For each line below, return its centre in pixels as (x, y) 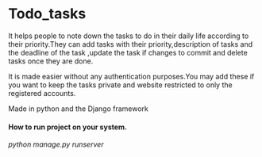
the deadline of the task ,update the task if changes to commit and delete (128, 52)
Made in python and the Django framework (79, 109)
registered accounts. (42, 93)
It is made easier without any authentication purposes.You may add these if (131, 76)
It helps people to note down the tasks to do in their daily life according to (129, 36)
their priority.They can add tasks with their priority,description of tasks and (131, 44)
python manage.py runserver (56, 144)
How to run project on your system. (67, 127)
